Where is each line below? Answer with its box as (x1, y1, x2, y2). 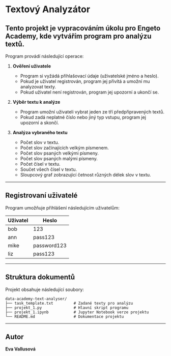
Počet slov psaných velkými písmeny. (20, 150, 99, 156)
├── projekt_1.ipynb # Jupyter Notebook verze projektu (5, 309, 149, 315)
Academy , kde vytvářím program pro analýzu (5, 32, 152, 40)
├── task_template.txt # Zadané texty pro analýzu (5, 301, 133, 306)
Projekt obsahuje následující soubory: (5, 286, 84, 292)
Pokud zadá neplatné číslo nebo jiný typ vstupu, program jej (20, 114, 147, 120)
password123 (33, 242, 67, 249)
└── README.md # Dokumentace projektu (5, 314, 124, 319)
